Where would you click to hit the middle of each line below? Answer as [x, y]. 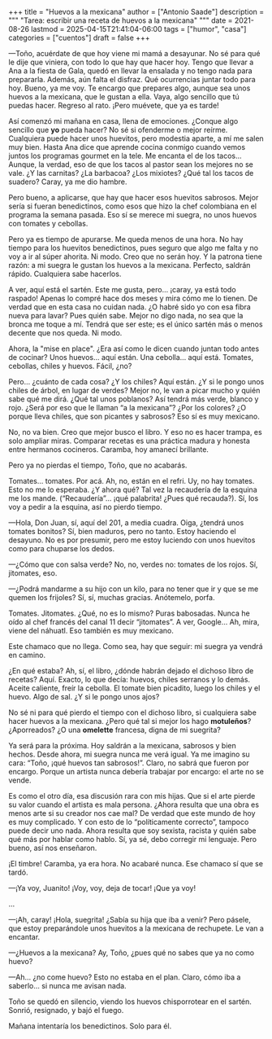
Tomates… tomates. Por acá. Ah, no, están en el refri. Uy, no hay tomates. [132, 481]
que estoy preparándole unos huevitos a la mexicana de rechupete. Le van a [136, 928]
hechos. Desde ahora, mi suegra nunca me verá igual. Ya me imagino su [129, 754]
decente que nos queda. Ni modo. [65, 333]
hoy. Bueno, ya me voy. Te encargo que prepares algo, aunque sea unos [130, 88]
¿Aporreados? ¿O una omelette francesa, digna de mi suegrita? [114, 730]
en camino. [27, 655]
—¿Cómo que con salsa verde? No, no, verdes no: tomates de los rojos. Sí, [133, 564]
